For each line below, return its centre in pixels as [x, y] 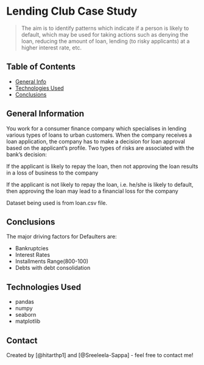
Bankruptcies [32, 248]
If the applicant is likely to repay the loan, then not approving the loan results [102, 166]
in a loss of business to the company [52, 173]
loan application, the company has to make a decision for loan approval [96, 141]
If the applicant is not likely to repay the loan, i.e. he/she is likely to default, [100, 184]
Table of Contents [41, 67]
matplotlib [28, 321]
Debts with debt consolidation [53, 268]
